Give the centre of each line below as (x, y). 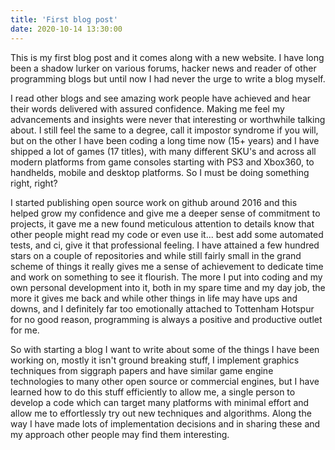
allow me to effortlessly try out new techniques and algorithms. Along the (161, 413)
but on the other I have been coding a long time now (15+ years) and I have (165, 140)
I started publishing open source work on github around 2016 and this (154, 202)
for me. (25, 330)
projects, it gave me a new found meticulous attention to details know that (162, 223)
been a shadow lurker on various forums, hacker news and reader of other (163, 68)
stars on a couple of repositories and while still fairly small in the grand (156, 255)
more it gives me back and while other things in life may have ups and (154, 298)
